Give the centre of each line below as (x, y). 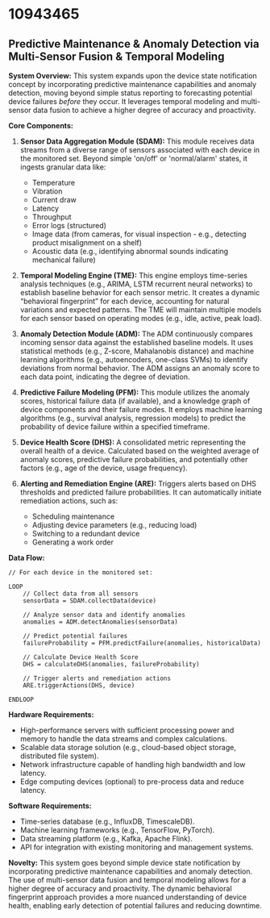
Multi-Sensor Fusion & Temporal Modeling (116, 56)
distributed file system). (59, 756)
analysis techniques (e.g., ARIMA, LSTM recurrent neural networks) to (136, 284)
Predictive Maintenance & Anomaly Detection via (134, 44)
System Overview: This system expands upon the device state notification (133, 76)
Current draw (54, 200)
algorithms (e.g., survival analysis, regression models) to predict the (133, 418)
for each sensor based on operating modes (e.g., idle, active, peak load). (141, 318)
